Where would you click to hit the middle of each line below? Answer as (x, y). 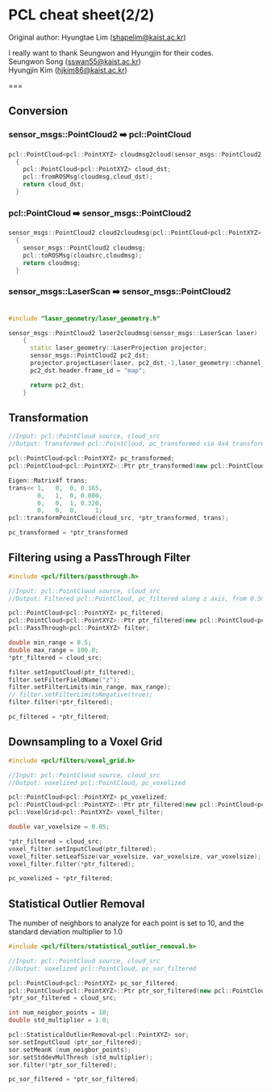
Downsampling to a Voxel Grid (85, 742)
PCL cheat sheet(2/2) (81, 15)
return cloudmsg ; (52, 263)
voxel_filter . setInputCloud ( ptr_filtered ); (83, 849)
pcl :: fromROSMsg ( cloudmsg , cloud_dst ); (88, 177)
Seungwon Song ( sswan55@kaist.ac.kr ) (75, 61)
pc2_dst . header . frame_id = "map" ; (88, 370)
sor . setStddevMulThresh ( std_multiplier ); (81, 1057)
